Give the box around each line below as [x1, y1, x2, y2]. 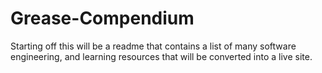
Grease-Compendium [10, 7, 195, 30]
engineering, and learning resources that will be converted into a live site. [10, 50, 313, 62]
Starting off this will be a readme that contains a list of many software [10, 40, 297, 52]
